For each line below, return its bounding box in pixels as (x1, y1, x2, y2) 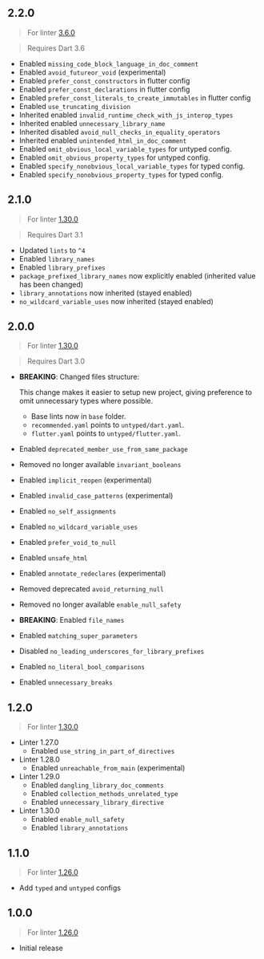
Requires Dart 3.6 (26, 43, 86, 53)
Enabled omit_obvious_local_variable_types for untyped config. (18, 144, 232, 153)
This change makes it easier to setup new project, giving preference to (18, 388, 253, 397)
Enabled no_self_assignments (18, 506, 117, 516)
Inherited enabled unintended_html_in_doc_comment (18, 136, 187, 145)
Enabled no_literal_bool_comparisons (18, 662, 146, 672)
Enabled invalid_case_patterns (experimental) (18, 491, 174, 501)
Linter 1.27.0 (18, 738, 59, 747)
